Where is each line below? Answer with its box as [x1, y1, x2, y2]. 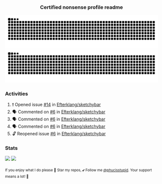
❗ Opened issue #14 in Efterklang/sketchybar [12, 101, 101, 108]
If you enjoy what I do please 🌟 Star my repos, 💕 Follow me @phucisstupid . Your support [5, 168, 152, 173]
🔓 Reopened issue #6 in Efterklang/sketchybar [12, 131, 106, 137]
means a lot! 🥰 [5, 174, 29, 179]
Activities [5, 90, 28, 97]
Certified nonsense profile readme [40, 4, 123, 11]
